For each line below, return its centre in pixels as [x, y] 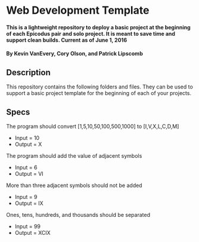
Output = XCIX [32, 233]
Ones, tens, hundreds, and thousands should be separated [78, 215]
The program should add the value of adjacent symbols [74, 156]
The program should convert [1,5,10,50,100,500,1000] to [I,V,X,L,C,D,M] [93, 126]
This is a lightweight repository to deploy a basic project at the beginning [98, 27]
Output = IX [29, 203]
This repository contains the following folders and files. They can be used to [100, 87]
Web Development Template [78, 10]
